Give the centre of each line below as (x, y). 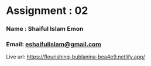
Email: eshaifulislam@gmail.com (54, 45)
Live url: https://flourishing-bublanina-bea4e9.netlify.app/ (75, 57)
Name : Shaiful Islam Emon (45, 29)
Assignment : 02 (47, 11)
